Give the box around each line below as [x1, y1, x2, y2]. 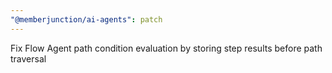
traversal [10, 52, 47, 65]
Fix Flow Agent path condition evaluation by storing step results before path [10, 42, 323, 54]
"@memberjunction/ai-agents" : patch [10, 14, 163, 25]
